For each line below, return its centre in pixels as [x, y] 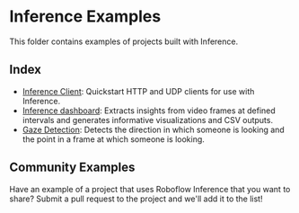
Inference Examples [85, 17]
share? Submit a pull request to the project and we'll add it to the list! [136, 199]
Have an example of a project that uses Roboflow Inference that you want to [150, 189]
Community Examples [72, 168]
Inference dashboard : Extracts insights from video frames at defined [149, 111]
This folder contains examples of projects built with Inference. [124, 41]
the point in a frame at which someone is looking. [113, 139]
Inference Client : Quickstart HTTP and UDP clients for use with [138, 91]
